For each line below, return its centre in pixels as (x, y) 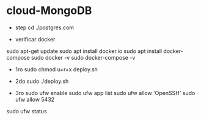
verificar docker (35, 39)
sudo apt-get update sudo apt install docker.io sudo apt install (84, 51)
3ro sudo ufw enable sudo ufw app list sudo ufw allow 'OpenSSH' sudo (105, 93)
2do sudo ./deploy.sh (42, 81)
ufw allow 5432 (35, 99)
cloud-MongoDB (49, 11)
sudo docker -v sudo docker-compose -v (83, 57)
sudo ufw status (27, 111)
